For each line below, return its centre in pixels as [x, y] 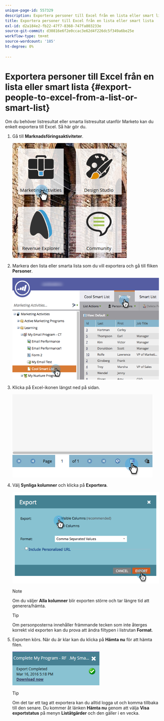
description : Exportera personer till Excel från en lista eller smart [79, 15]
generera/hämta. [29, 606]
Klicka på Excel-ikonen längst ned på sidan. [56, 387]
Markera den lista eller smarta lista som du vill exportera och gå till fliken [85, 266]
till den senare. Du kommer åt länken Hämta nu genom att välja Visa [81, 708]
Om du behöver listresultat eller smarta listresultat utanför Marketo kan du [79, 121]
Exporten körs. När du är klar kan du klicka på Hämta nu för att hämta [82, 640]
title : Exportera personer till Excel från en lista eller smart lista [79, 21]
